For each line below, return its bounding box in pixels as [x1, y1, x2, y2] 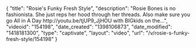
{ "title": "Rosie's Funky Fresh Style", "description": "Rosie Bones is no [6, 5, 176, 12]
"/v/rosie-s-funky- [146, 29, 190, 36]
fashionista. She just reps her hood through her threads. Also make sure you [6, 11, 191, 18]
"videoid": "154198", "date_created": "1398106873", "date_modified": [6, 23, 173, 30]
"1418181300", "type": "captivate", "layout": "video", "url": [6, 29, 145, 36]
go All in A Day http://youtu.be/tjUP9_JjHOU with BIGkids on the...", [6, 17, 168, 24]
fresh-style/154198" [6, 36, 54, 42]
